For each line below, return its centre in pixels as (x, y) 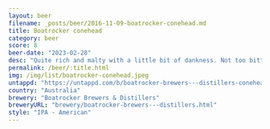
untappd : (23, 83)
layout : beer (30, 16)
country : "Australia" (45, 90)
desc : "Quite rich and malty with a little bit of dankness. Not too (127, 61)
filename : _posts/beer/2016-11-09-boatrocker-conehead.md (107, 23)
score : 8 (23, 46)
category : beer (34, 38)
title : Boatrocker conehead (55, 30)
